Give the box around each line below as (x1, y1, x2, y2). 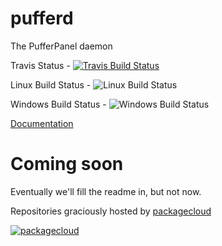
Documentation (10, 117, 74, 129)
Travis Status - (10, 59, 71, 71)
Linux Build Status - (10, 78, 92, 91)
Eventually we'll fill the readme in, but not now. (10, 185, 202, 197)
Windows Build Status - (10, 98, 107, 110)
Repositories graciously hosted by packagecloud (10, 205, 212, 217)
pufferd (10, 7, 74, 30)
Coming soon (10, 153, 124, 176)
